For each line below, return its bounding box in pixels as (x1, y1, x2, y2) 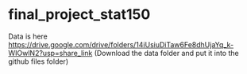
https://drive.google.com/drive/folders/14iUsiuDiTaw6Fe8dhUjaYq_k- (8, 39, 234, 49)
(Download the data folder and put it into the (94, 48, 240, 57)
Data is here (8, 31, 48, 41)
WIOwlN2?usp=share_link (8, 48, 93, 57)
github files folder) (8, 57, 69, 66)
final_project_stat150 (8, 6, 151, 24)
